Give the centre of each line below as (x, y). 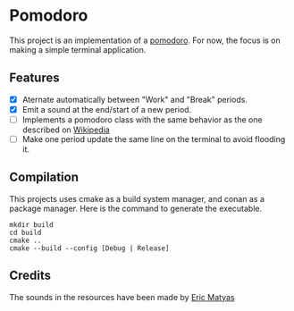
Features (34, 78)
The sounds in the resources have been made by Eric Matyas (122, 297)
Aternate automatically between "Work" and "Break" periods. (135, 99)
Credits (30, 276)
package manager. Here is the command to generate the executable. (135, 208)
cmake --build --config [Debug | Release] (89, 248)
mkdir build (31, 224)
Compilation (44, 177)
